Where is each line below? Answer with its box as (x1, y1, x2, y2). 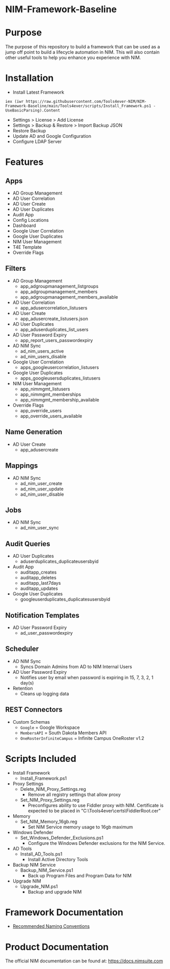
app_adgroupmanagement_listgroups (20, 283, 99, 289)
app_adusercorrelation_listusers (20, 304, 88, 311)
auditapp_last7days (20, 580, 61, 586)
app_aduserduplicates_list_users (20, 326, 89, 332)
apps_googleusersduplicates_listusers (20, 375, 101, 381)
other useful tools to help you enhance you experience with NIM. (5, 54, 141, 61)
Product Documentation (5, 941, 109, 953)
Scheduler (5, 645, 39, 653)
